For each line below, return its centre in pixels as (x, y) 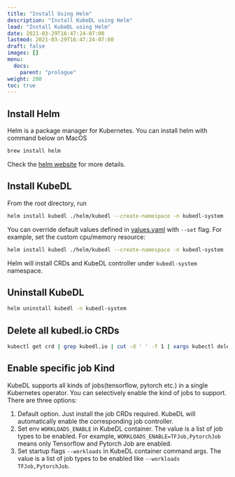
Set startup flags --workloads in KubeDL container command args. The (119, 451)
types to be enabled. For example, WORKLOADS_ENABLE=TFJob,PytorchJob (119, 436)
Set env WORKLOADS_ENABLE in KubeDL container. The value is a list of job (120, 429)
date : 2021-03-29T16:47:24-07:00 (56, 33)
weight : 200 (24, 79)
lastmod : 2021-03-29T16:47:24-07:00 (60, 40)
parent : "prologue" (48, 72)
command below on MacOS (47, 138)
